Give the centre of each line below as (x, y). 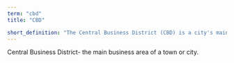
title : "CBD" (26, 20)
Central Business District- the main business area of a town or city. (103, 52)
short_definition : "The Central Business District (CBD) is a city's (110, 33)
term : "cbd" (24, 13)
